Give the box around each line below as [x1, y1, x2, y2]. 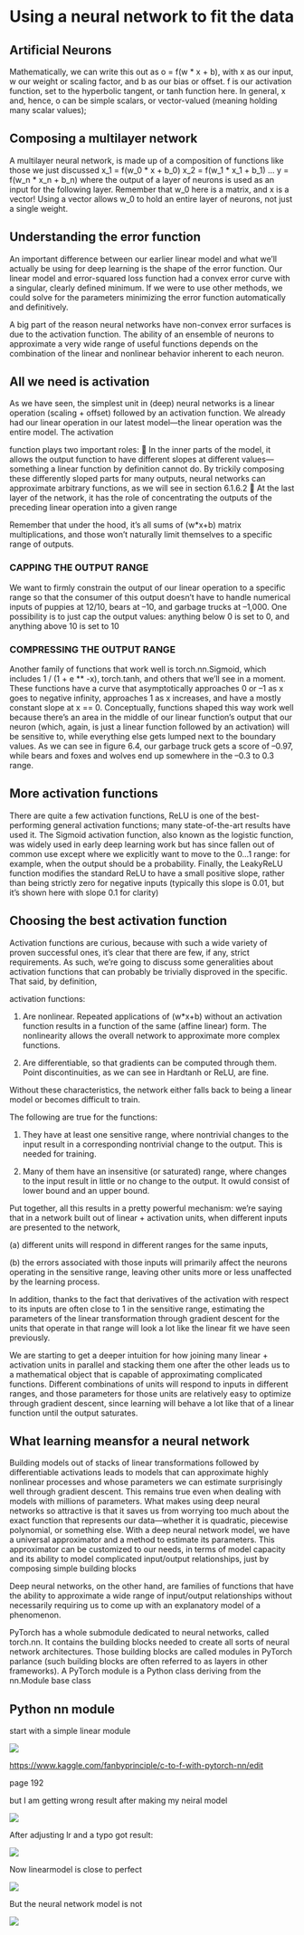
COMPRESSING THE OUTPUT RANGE [9, 643, 176, 655]
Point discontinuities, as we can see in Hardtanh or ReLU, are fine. [22, 1066, 270, 1078]
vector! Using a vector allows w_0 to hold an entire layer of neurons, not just [9, 193, 293, 205]
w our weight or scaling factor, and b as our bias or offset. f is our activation [9, 76, 292, 87]
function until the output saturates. [9, 1407, 138, 1418]
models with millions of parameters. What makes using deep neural [9, 1496, 261, 1507]
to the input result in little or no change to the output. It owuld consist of [22, 1175, 290, 1187]
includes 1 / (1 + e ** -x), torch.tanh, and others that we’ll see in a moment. [9, 673, 287, 684]
